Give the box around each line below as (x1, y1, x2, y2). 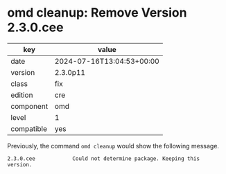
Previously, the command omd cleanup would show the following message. (7, 141, 220, 150)
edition (10, 90, 33, 100)
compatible (10, 123, 47, 133)
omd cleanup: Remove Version (7, 5, 187, 21)
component (10, 101, 49, 111)
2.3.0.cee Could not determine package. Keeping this (7, 155, 200, 162)
